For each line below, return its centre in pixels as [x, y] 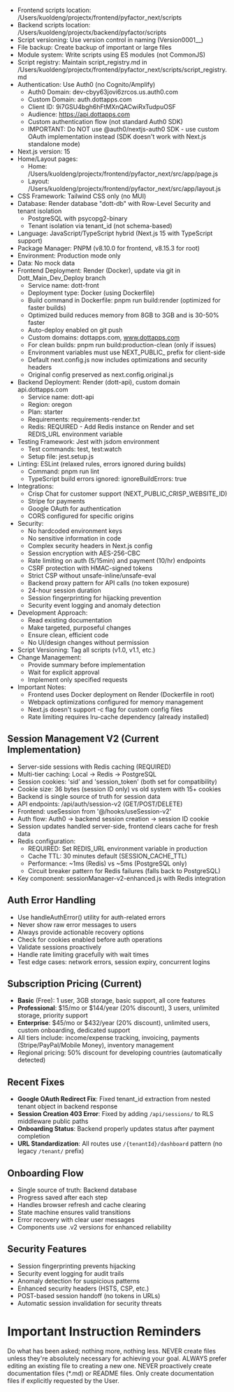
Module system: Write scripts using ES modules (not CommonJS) [111, 55]
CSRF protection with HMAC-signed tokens [90, 568]
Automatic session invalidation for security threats [89, 1303]
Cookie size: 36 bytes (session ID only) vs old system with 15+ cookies [119, 789]
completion [34, 1136]
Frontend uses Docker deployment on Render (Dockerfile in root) [121, 695]
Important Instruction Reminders [104, 1331]
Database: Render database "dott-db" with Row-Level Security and [114, 203]
